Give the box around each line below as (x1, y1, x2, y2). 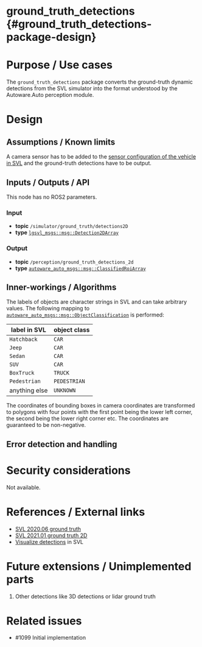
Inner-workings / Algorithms (6, 282, 117, 292)
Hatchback (9, 336, 38, 343)
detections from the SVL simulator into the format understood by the (6, 85, 178, 92)
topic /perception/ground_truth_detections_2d (15, 258, 134, 265)
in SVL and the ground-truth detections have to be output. (6, 160, 152, 167)
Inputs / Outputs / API (6, 177, 90, 187)
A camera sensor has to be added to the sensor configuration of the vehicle (6, 153, 197, 160)
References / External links (6, 505, 145, 519)
